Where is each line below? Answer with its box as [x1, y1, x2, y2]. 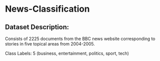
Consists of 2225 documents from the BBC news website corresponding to [5, 36, 156, 41]
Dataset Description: [5, 23, 69, 31]
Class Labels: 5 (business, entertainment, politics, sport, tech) [5, 50, 129, 56]
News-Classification [5, 3, 90, 15]
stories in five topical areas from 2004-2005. [5, 41, 95, 47]
